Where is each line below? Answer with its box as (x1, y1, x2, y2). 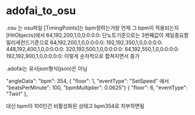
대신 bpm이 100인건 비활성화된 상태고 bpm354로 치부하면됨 (6, 102, 145, 109)
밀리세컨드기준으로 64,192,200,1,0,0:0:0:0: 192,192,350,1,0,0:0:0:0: (6, 39, 163, 46)
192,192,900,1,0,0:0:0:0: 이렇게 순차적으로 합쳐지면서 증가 (6, 52, 140, 59)
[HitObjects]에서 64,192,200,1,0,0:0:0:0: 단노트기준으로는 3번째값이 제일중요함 (6, 31, 189, 39)
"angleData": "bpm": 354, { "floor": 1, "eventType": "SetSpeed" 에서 (6, 77, 169, 84)
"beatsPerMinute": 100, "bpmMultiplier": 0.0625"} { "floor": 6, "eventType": (6, 84, 188, 91)
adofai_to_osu (6, 4, 76, 18)
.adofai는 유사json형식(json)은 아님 (6, 65, 88, 72)
